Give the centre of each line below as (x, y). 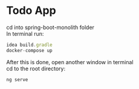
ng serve (17, 79)
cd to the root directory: (36, 68)
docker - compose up (29, 50)
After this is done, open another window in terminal (70, 62)
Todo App (31, 11)
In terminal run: (25, 33)
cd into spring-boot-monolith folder (50, 27)
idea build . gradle (29, 45)
